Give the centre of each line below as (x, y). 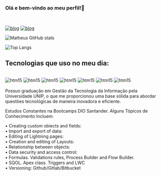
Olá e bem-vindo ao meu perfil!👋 (45, 8)
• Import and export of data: (34, 131)
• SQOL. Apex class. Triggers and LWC (45, 163)
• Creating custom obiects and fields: (43, 126)
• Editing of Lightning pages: (34, 136)
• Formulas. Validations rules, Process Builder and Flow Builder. (70, 158)
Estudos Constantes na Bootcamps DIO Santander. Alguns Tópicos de (77, 111)
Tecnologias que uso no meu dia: (57, 63)
